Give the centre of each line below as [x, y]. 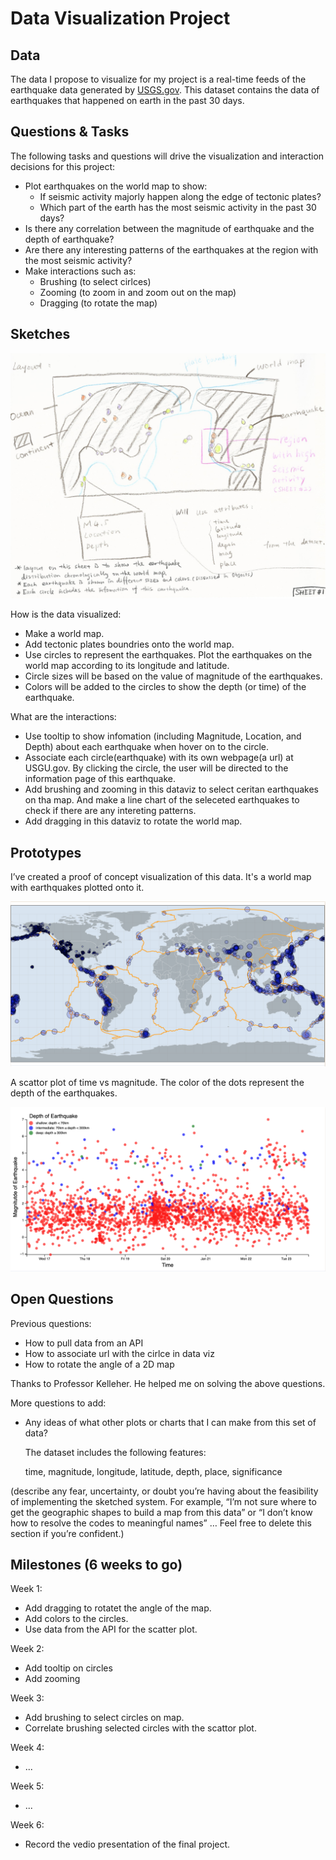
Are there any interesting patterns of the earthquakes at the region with [171, 249]
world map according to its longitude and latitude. [127, 666]
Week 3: [27, 1698]
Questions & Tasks [70, 132]
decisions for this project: [63, 166]
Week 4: [27, 1748]
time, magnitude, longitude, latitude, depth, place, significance [153, 1471]
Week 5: [27, 1786]
